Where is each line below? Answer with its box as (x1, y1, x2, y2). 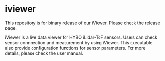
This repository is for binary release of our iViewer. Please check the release (5, 20, 160, 26)
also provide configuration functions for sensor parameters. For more (5, 45, 146, 51)
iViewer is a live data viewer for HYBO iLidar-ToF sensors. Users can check (5, 34, 158, 40)
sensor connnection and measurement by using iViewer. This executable (5, 39, 153, 45)
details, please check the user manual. (5, 50, 84, 56)
